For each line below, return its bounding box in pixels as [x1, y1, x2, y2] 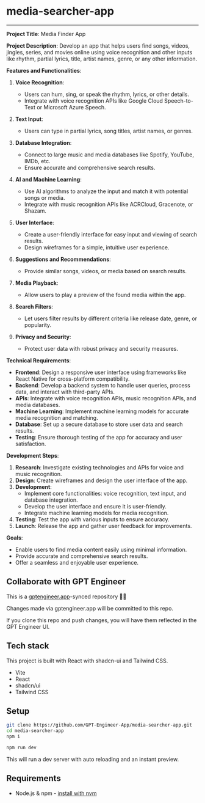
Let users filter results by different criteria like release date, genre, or [24, 315, 197, 322]
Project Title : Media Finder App [6, 30, 86, 37]
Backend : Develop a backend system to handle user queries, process [15, 381, 190, 389]
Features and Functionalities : [6, 67, 82, 74]
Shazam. [24, 207, 47, 215]
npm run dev [6, 744, 37, 750]
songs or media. [24, 194, 65, 201]
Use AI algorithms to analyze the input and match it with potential [24, 188, 189, 195]
